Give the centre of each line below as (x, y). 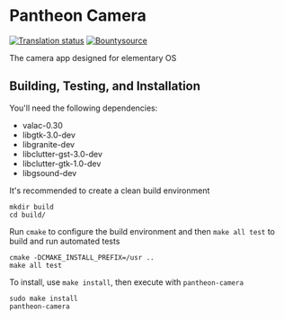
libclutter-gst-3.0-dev (62, 154)
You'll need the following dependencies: (84, 108)
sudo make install (44, 298)
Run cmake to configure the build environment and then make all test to (142, 231)
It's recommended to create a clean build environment (110, 191)
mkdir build (31, 207)
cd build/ (28, 215)
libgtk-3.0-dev (49, 135)
